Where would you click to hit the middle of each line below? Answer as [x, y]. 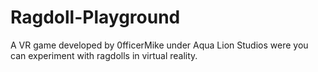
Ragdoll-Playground [95, 17]
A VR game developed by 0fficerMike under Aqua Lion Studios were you [159, 45]
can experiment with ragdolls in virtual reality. [104, 55]
